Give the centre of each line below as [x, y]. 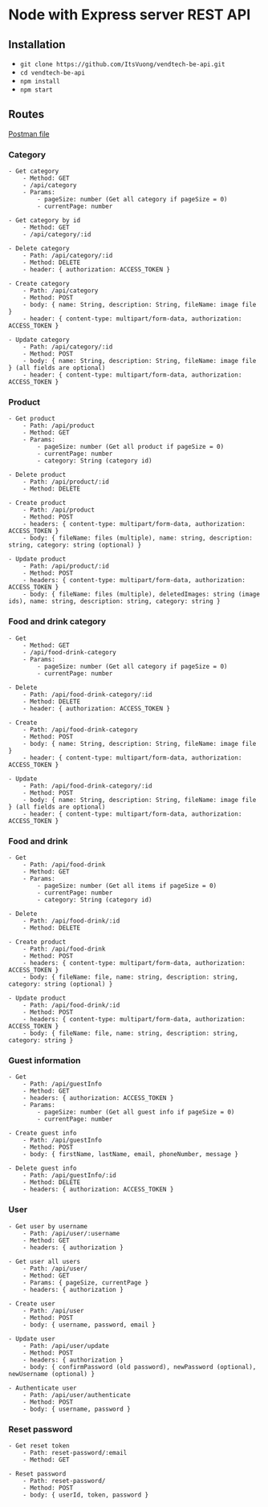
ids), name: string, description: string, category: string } [114, 601]
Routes [26, 114]
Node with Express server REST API [130, 15]
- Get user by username [48, 1226]
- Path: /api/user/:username [71, 1233]
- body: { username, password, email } [89, 1325]
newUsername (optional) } [51, 1374]
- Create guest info [43, 1134]
